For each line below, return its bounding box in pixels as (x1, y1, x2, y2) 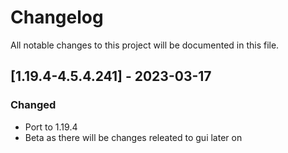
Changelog (10, 6, 104, 29)
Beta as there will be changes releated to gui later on (24, 131, 243, 143)
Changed (10, 98, 57, 112)
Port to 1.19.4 (24, 121, 78, 133)
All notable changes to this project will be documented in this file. (10, 39, 280, 51)
